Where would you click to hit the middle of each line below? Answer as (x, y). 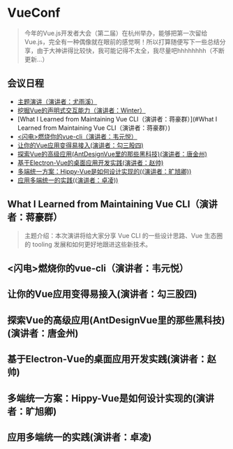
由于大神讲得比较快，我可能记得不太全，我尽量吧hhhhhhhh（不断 (131, 50)
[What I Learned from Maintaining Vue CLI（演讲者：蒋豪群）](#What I (117, 119)
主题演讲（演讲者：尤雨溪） (57, 101)
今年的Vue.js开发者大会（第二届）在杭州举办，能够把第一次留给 (116, 33)
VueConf (34, 13)
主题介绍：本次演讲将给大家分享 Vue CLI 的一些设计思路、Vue (113, 235)
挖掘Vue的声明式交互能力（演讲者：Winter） (82, 110)
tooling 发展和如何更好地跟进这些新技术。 (92, 244)
